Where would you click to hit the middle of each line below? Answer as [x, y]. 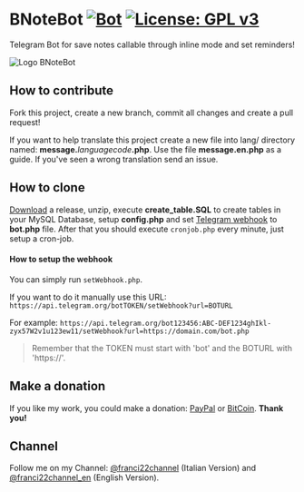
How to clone [47, 187]
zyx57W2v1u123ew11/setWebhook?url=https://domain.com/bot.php [129, 331]
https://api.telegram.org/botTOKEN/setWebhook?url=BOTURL [121, 305]
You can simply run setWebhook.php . [76, 279]
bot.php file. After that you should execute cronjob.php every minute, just [147, 229]
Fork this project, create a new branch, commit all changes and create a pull [151, 113]
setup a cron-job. [42, 238]
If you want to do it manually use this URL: [88, 297]
